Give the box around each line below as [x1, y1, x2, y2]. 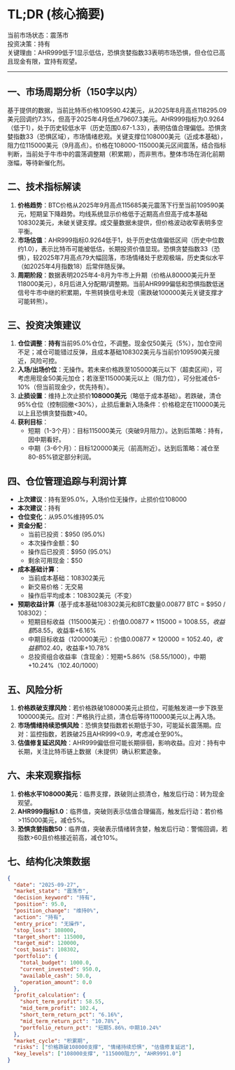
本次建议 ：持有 [17, 504, 61, 513]
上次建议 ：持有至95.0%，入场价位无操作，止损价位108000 [17, 495, 187, 504]
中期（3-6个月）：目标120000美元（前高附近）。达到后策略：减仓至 [27, 444, 220, 452]
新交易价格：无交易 [27, 583, 84, 591]
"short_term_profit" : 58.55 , [20, 998, 105, 1006]
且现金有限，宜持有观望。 [7, 57, 81, 65]
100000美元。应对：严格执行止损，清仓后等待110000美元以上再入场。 [17, 713, 220, 720]
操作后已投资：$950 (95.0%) [27, 548, 112, 556]
